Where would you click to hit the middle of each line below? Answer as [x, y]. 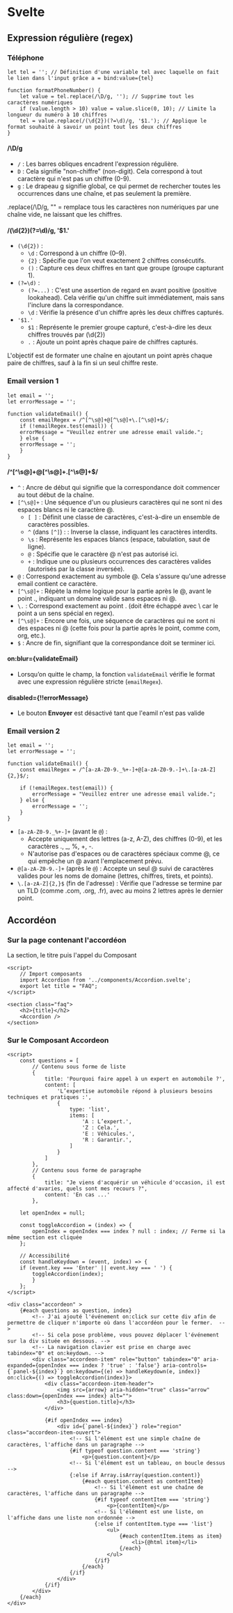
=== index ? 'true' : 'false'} [114, 1366]
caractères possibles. [58, 524]
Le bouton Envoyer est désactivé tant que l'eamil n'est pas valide [111, 713]
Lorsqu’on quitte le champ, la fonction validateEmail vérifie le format [116, 674]
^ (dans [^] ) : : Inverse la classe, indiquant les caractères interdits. [122, 532]
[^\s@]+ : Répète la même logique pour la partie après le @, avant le [114, 591]
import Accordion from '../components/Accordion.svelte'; [105, 980]
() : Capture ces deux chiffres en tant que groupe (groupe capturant [126, 268]
